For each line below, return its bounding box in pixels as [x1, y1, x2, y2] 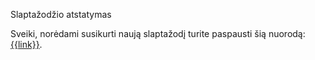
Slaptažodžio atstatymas [10, 9, 112, 20]
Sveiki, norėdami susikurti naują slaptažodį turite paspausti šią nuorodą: [10, 28, 306, 39]
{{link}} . [10, 39, 43, 50]
